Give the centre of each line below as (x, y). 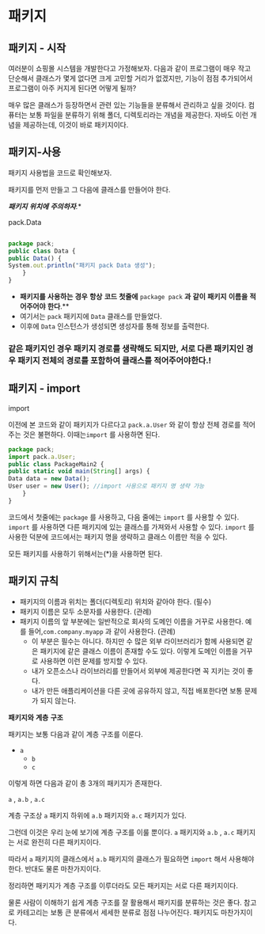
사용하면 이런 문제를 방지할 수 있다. (94, 661)
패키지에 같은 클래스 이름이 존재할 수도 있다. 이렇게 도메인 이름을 (139, 651)
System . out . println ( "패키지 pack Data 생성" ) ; (82, 266)
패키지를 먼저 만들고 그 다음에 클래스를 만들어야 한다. (89, 189)
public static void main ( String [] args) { (79, 472)
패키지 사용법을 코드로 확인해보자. (60, 173)
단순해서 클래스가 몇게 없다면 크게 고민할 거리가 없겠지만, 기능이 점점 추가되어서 (131, 78)
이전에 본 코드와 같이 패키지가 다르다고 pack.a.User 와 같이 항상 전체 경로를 (125, 424)
